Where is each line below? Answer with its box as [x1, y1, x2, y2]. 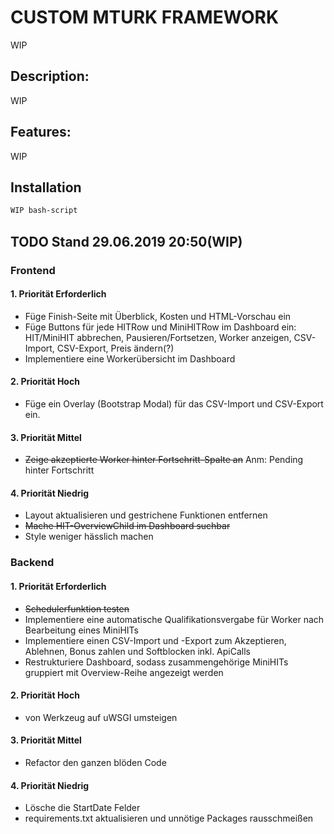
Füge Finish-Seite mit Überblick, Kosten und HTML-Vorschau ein [24, 310, 292, 322]
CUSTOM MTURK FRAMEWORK [10, 6, 280, 29]
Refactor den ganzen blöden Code [24, 756, 167, 768]
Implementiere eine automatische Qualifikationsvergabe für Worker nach [24, 613, 325, 625]
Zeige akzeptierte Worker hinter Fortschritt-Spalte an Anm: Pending [24, 454, 304, 466]
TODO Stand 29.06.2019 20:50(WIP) [10, 233, 243, 250]
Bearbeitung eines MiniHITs [24, 624, 139, 636]
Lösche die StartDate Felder [24, 802, 141, 814]
